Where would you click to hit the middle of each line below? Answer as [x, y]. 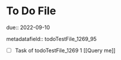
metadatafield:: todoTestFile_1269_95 [52, 39]
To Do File [31, 11]
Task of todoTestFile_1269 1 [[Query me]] [65, 50]
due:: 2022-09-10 [28, 27]
